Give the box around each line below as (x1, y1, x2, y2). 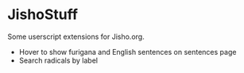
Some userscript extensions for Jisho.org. (7, 32, 145, 41)
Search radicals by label (18, 56, 99, 65)
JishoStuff (7, 6, 79, 24)
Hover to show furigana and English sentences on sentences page (18, 47, 237, 56)
